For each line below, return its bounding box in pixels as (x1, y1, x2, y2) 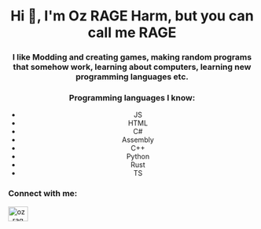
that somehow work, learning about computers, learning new (13, 62, 252, 73)
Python (126, 152, 150, 162)
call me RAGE (87, 24, 177, 42)
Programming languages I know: (68, 93, 196, 104)
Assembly (121, 135, 155, 144)
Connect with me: (8, 188, 78, 199)
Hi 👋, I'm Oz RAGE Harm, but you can (10, 7, 254, 25)
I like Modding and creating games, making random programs (12, 52, 252, 63)
